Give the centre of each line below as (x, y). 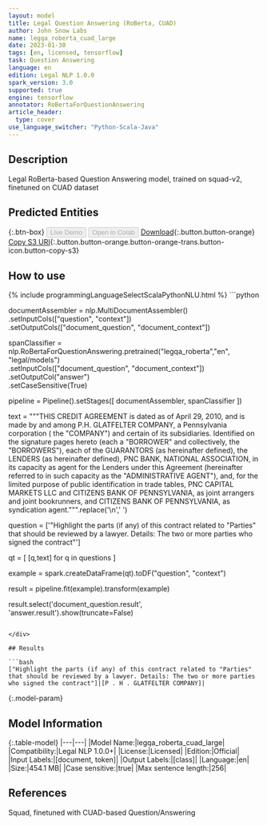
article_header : (35, 113)
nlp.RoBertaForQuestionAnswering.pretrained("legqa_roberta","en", (119, 352)
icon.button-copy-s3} (44, 251)
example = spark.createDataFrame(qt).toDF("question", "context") (117, 573)
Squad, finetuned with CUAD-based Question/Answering (102, 812)
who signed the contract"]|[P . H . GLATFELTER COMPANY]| (107, 684)
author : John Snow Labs (48, 30)
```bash (21, 663)
